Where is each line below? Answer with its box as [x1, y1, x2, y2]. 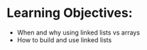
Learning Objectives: [6, 5, 133, 21]
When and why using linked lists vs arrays [16, 28, 140, 37]
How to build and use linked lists [16, 35, 112, 44]
